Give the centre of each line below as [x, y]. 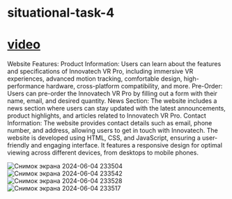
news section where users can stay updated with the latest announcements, [117, 109]
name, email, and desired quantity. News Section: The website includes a [112, 101]
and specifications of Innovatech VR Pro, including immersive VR [100, 72]
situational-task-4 [61, 13]
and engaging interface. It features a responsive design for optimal [127, 145]
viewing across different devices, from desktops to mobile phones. [103, 153]
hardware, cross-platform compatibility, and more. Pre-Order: [134, 86]
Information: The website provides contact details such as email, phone [110, 123]
